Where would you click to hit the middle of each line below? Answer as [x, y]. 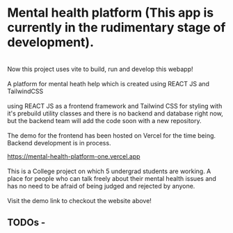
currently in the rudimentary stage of [116, 27]
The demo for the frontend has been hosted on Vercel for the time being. [112, 135]
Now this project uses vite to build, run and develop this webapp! [100, 69]
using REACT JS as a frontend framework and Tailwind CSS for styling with [115, 106]
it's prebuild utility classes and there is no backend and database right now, [115, 113]
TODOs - [26, 223]
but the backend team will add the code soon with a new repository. [104, 120]
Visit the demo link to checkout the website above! [79, 200]
